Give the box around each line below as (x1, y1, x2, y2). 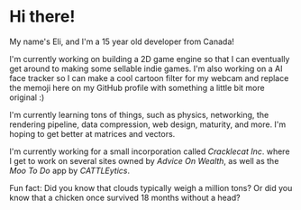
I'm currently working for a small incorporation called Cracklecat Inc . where (9, 146, 290, 157)
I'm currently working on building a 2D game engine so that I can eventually (9, 53, 290, 64)
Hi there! (9, 6, 76, 27)
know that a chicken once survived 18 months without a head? (9, 192, 241, 203)
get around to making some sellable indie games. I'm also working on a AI (9, 63, 283, 74)
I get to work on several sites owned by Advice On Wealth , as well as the (9, 155, 279, 166)
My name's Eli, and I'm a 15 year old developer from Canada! (9, 36, 234, 47)
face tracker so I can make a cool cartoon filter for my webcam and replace (9, 72, 289, 83)
